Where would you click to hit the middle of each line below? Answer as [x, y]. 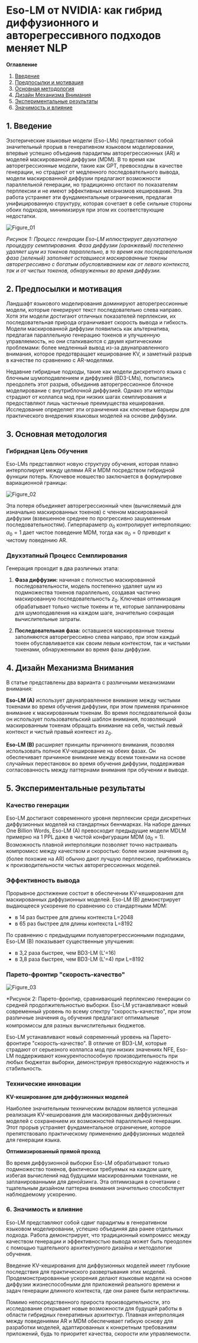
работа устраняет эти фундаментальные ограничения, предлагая [89, 197]
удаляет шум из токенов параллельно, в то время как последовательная [99, 251]
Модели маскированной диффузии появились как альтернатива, [88, 328]
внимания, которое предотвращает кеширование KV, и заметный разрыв [99, 354]
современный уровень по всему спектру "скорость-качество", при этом [99, 1012]
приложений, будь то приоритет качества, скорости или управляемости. [99, 1334]
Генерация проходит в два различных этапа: [63, 568]
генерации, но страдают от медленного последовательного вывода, [93, 172]
